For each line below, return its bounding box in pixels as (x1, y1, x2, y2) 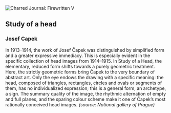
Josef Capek (5, 35, 38, 43)
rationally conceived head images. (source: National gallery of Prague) (5, 101, 155, 107)
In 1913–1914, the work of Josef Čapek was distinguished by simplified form (5, 47, 165, 53)
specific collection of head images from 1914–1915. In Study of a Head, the (5, 58, 162, 64)
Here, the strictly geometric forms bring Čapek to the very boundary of (5, 69, 155, 75)
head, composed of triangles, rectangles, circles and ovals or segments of (5, 80, 162, 86)
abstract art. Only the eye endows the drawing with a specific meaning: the (5, 74, 164, 80)
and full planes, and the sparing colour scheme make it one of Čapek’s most (5, 96, 166, 102)
